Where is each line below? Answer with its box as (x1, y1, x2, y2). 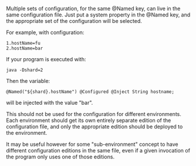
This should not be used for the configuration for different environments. (6, 111, 182, 117)
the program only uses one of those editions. (6, 153, 115, 160)
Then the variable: (6, 78, 50, 84)
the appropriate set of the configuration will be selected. (6, 18, 143, 24)
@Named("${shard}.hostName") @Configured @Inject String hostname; (6, 89, 175, 95)
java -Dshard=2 (6, 67, 43, 73)
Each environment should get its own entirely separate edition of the (6, 117, 171, 124)
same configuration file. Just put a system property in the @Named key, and (6, 11, 191, 18)
